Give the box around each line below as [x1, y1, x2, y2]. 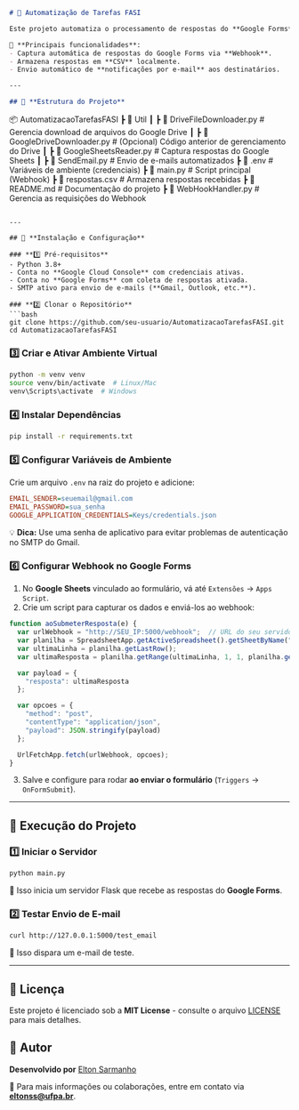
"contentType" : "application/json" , [25, 718, 162, 727]
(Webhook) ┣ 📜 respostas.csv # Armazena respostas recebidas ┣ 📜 [9, 174, 255, 184]
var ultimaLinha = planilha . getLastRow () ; [17, 644, 177, 653]
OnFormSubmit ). [21, 784, 76, 795]
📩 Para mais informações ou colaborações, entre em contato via [9, 1081, 245, 1091]
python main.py [9, 869, 66, 878]
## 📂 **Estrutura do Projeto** [9, 98, 125, 107]
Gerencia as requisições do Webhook [9, 193, 147, 204]
